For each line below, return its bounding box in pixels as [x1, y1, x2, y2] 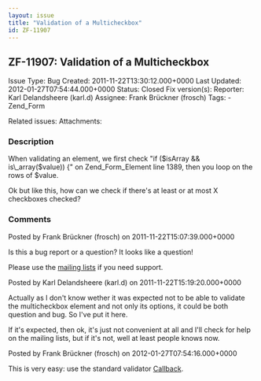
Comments [8, 214, 51, 225]
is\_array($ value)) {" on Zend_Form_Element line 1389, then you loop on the [8, 162, 253, 172]
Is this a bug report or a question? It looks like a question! [8, 247, 194, 257]
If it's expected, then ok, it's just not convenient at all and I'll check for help [8, 324, 252, 335]
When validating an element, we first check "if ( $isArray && [8, 154, 200, 164]
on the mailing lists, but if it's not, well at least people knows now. [8, 333, 220, 342]
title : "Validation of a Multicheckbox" [8, 19, 143, 27]
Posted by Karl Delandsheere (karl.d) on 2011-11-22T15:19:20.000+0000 [8, 277, 242, 287]
